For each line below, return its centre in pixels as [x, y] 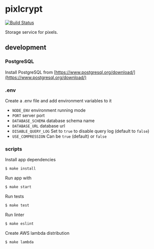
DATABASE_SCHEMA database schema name [53, 121]
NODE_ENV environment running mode [49, 110]
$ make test [17, 205]
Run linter [15, 215]
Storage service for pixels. [32, 32]
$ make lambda [20, 242]
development [26, 48]
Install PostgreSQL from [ [30, 72]
